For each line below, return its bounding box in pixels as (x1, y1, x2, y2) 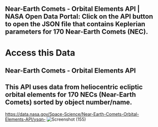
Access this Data (5, 47, 75, 58)
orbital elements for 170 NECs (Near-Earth (5, 91, 136, 99)
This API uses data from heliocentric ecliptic (5, 83, 143, 91)
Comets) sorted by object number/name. (5, 98, 132, 107)
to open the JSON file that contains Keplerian (5, 20, 146, 28)
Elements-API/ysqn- (5, 116, 46, 122)
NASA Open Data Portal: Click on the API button (5, 13, 153, 21)
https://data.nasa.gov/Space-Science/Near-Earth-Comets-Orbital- (5, 111, 139, 117)
